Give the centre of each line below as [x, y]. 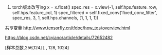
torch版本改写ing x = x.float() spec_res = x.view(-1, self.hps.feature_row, [84, 7]
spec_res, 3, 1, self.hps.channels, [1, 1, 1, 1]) [55, 18]
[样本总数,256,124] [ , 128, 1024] [37, 47]
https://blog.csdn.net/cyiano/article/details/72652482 [59, 37]
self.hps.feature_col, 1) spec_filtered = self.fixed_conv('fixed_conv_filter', [84, 13]
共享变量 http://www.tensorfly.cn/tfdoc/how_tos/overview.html [68, 28]
